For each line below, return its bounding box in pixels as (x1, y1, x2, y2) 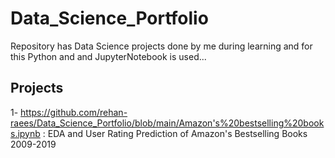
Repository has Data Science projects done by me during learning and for (10, 40, 313, 52)
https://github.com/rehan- (20, 106, 128, 118)
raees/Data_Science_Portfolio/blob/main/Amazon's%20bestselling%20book (10, 117, 325, 129)
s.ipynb (10, 127, 41, 139)
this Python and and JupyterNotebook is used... (10, 50, 207, 62)
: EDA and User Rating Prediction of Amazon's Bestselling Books (42, 127, 308, 139)
